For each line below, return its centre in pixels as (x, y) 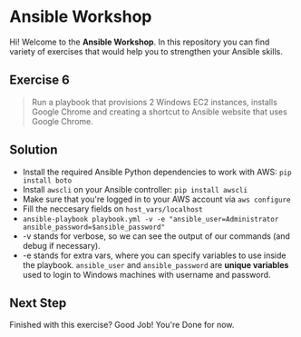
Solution (34, 150)
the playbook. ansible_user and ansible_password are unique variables (155, 264)
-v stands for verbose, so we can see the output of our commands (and (156, 236)
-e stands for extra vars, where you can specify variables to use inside (154, 255)
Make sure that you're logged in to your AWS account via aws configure (156, 199)
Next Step (38, 303)
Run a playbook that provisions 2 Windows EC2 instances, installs (155, 102)
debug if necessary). (62, 245)
